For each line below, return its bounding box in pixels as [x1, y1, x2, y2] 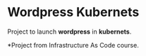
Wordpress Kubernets [7, 4, 140, 20]
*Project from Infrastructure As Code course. [7, 41, 139, 49]
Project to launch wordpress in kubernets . [7, 27, 132, 36]
